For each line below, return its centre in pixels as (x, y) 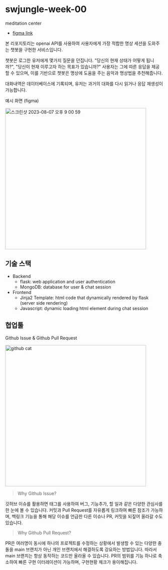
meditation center (23, 23)
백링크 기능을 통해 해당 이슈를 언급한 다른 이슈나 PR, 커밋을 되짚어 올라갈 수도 (87, 516)
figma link (23, 33)
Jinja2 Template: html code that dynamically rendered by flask (84, 298)
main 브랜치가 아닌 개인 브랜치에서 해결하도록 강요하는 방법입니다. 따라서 (86, 549)
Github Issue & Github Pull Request (41, 338)
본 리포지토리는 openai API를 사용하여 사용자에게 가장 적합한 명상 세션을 (76, 43)
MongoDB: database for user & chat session (65, 287)
